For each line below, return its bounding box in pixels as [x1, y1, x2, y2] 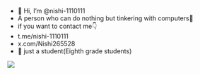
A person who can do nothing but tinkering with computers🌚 [17, 14, 194, 22]
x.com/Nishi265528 [17, 39, 76, 48]
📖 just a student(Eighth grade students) [17, 47, 132, 55]
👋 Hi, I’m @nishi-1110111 [17, 7, 86, 15]
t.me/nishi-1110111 [17, 32, 69, 40]
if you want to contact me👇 [17, 22, 98, 30]
